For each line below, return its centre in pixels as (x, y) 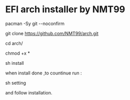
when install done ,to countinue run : (44, 73)
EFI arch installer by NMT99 (65, 9)
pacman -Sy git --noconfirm (35, 23)
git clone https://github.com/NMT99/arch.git (52, 33)
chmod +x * (18, 53)
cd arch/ (14, 43)
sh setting (16, 83)
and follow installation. (29, 92)
